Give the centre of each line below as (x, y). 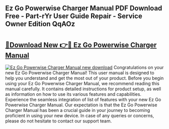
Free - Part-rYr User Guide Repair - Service (74, 16)
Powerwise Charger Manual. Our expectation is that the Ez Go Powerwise (81, 105)
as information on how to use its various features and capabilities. (73, 94)
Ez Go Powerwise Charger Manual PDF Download (84, 8)
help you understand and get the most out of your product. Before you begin (84, 78)
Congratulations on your (139, 67)
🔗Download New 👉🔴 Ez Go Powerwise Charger (81, 45)
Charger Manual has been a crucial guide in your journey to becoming (78, 110)
